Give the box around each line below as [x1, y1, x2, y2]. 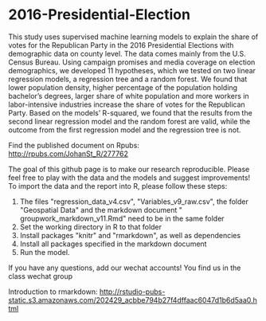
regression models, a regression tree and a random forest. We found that [8, 74, 248, 84]
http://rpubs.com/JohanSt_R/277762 [8, 149, 129, 159]
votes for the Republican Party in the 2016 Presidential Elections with [8, 40, 234, 49]
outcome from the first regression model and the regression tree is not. [8, 125, 241, 135]
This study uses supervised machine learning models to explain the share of [8, 32, 259, 41]
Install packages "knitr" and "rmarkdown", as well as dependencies [19, 230, 241, 240]
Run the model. [19, 247, 70, 256]
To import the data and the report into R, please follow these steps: [8, 181, 228, 190]
